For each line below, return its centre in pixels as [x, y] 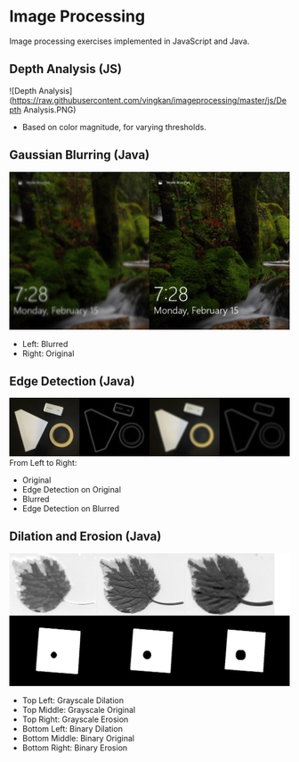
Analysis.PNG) [50, 110]
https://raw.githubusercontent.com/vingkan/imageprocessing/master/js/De [149, 100]
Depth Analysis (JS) [66, 69]
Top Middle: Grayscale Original [79, 710]
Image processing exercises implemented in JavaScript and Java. [129, 41]
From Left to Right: [43, 462]
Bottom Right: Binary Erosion [75, 748]
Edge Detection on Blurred [71, 508]
